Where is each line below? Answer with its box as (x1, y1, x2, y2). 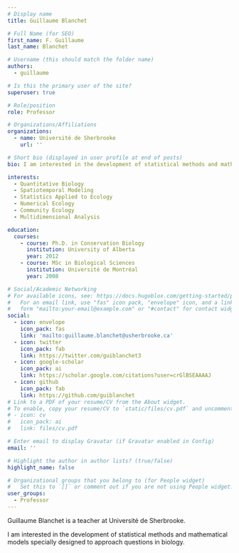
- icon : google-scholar (14, 358, 84, 366)
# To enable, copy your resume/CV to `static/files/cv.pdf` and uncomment (7, 405, 234, 412)
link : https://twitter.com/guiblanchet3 (20, 352, 142, 359)
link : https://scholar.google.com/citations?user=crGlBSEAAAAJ (20, 372, 212, 379)
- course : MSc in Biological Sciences (20, 260, 135, 267)
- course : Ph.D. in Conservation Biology (20, 240, 144, 247)
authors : (7, 63, 33, 70)
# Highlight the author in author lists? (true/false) (7, 457, 174, 465)
